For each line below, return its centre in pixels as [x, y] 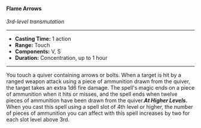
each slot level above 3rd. [38, 120]
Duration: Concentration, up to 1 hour [61, 58]
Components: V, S [38, 51]
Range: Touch [32, 45]
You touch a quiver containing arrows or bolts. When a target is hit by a [94, 75]
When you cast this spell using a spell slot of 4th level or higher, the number [100, 107]
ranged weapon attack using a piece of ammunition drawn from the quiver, [98, 81]
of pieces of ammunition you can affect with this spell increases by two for [98, 113]
